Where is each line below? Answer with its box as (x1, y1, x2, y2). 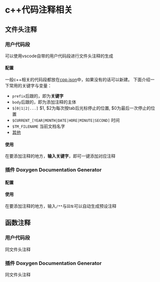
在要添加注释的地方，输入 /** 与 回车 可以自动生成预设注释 (5, 203, 117, 209)
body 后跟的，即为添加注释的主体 (12, 99, 77, 105)
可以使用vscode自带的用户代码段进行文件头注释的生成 (5, 53, 113, 59)
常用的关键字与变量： (9, 83, 52, 89)
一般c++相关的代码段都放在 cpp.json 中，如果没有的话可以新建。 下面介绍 (5, 77, 151, 83)
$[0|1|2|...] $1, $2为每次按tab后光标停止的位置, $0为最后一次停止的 (12, 105, 151, 111)
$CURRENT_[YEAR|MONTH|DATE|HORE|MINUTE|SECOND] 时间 (12, 117, 120, 123)
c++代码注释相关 (5, 4, 73, 16)
